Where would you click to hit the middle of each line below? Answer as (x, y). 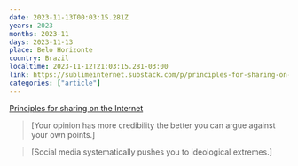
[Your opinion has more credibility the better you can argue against (153, 125)
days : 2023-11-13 (41, 42)
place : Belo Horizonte (51, 50)
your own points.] (63, 134)
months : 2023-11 (39, 34)
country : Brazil (39, 58)
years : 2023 (31, 26)
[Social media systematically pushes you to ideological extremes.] (152, 152)
